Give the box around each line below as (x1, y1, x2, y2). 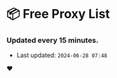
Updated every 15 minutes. (6, 36, 99, 46)
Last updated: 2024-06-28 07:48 (16, 51, 108, 59)
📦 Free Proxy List (6, 6, 110, 22)
